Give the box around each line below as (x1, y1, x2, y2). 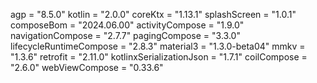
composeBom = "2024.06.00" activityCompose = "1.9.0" (10, 19, 245, 31)
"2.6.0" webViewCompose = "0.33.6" (10, 62, 164, 73)
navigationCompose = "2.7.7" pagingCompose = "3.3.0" (10, 30, 241, 41)
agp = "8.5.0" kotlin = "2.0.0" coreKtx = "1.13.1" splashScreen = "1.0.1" (10, 9, 297, 20)
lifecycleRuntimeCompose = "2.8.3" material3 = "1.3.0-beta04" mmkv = (10, 40, 306, 52)
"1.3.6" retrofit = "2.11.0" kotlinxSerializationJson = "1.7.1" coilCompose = (10, 51, 308, 63)
